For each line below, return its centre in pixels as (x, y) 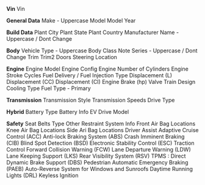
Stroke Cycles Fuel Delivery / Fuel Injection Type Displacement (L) (89, 75)
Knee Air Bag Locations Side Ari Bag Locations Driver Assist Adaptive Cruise (103, 130)
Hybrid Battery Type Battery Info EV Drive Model (68, 112)
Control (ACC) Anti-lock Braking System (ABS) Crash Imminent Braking (95, 137)
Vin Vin (16, 9)
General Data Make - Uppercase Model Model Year (71, 20)
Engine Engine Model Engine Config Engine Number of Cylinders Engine (98, 69)
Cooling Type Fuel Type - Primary (49, 88)
